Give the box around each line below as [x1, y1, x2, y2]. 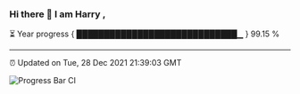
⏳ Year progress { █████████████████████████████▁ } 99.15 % [9, 28, 280, 39]
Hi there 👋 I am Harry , [9, 8, 106, 20]
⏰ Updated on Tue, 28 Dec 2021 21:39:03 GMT [9, 58, 182, 68]
